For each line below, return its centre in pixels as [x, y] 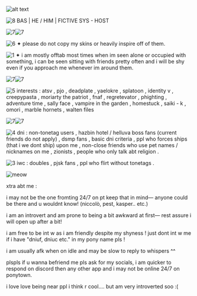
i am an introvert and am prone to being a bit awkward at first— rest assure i [99, 215]
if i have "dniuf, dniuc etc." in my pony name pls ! [66, 239]
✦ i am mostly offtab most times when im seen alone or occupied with [101, 55]
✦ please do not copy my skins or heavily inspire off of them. [91, 44]
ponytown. [19, 275]
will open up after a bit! [34, 222]
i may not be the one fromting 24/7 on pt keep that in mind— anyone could [97, 198]
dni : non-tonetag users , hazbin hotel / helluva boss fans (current [97, 133]
